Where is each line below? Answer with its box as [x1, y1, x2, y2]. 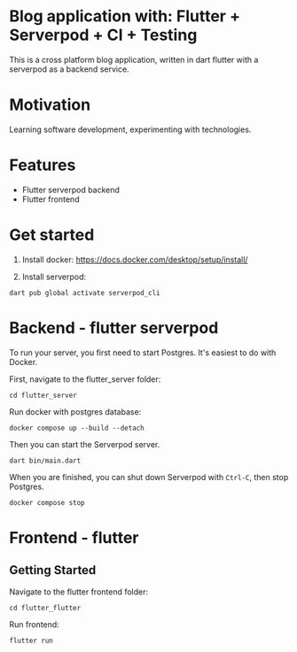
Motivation [9, 95, 91, 115]
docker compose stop [9, 498, 86, 507]
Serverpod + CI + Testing [9, 25, 198, 45]
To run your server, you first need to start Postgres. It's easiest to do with [9, 347, 277, 358]
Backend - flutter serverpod [9, 317, 219, 338]
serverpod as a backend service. [9, 64, 130, 74]
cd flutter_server [9, 391, 77, 400]
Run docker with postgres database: [9, 406, 142, 417]
